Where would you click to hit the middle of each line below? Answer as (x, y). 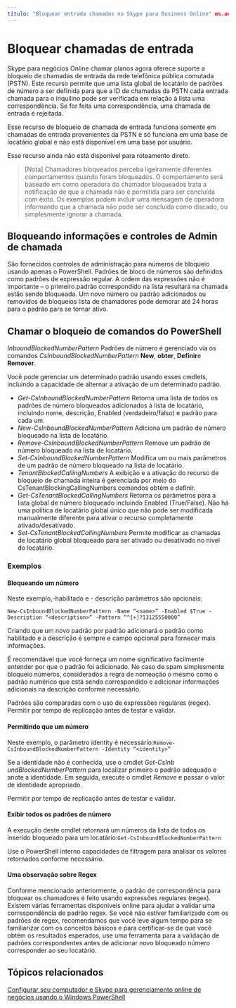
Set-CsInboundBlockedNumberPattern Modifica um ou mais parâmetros (122, 458)
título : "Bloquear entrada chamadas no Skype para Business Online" (110, 14)
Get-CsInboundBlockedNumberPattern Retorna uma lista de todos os (118, 398)
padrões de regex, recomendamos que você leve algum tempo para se (110, 920)
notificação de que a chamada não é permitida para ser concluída (120, 192)
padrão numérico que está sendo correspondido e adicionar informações (113, 682)
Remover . (22, 363)
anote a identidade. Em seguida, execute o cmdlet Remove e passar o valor (116, 777)
